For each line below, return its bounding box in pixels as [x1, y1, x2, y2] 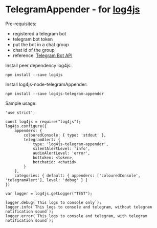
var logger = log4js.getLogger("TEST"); [5, 191, 93, 196]
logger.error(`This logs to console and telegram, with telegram [5, 213, 147, 219]
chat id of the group [12, 47, 55, 53]
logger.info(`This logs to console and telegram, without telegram [5, 204, 152, 210]
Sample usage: [5, 100, 37, 106]
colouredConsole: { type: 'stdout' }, [24, 132, 106, 138]
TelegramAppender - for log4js [5, 4, 140, 15]
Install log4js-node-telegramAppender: [5, 81, 88, 87]
